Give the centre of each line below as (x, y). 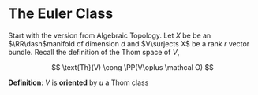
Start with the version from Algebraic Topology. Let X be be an (110, 35)
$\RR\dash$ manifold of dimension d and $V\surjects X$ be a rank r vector (129, 43)
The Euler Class (61, 14)
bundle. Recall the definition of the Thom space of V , (94, 52)
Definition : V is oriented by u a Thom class (79, 82)
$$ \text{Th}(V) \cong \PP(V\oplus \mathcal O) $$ (133, 67)
